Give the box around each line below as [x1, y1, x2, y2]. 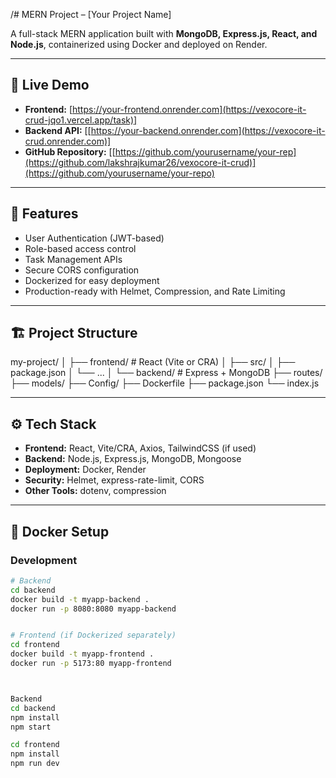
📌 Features [10, 205, 79, 223]
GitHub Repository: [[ [24, 145, 116, 158]
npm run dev [10, 759, 60, 769]
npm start [10, 722, 52, 732]
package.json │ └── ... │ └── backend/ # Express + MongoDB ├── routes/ [10, 367, 323, 379]
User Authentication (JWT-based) [24, 232, 165, 244]
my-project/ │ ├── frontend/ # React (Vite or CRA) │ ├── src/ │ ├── [10, 356, 296, 368]
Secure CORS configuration [24, 264, 140, 276]
